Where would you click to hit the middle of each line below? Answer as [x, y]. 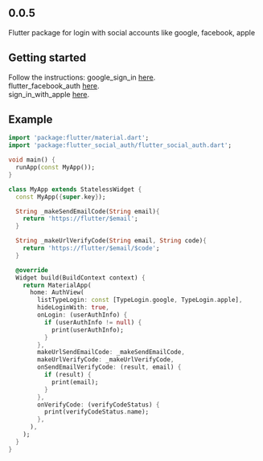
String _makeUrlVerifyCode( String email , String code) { [111, 241]
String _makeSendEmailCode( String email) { [88, 211]
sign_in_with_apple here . [49, 94]
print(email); [75, 382]
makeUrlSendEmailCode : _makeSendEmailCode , [111, 353]
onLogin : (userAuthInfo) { [82, 315]
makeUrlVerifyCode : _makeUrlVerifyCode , [106, 360]
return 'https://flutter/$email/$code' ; [91, 248]
